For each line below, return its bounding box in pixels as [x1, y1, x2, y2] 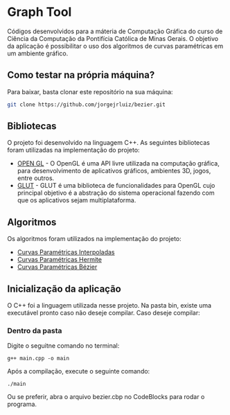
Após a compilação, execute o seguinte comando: [7, 367, 150, 376]
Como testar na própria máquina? [7, 69, 155, 81]
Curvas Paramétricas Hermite [17, 256, 103, 264]
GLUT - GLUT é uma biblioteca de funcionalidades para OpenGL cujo [17, 182, 215, 190]
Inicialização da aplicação [7, 283, 121, 294]
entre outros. [17, 174, 55, 182]
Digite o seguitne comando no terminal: [7, 342, 120, 350]
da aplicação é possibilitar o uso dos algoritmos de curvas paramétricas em [7, 42, 224, 50]
